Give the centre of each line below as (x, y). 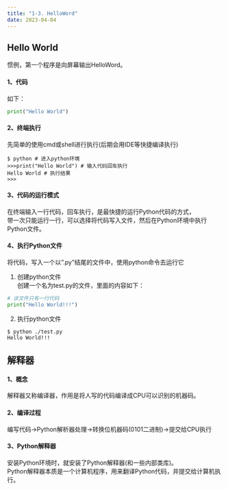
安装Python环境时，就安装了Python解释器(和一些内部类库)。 (92, 463)
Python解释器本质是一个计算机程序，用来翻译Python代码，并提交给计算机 (111, 471)
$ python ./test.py (35, 332)
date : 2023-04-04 (32, 20)
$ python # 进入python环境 (43, 158)
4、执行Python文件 (35, 246)
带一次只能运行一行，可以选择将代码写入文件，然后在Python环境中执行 (107, 220)
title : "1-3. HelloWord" (42, 13)
